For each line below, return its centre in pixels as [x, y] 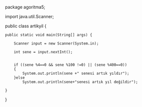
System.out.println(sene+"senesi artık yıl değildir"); [80, 82]
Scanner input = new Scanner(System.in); [56, 43]
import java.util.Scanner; [30, 16]
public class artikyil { [26, 26]
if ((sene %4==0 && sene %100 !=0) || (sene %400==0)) [71, 65]
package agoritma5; [25, 7]
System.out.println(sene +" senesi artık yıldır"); [76, 73]
